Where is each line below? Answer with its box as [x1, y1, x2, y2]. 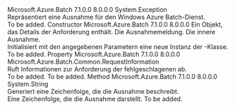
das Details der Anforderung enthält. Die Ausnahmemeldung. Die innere [7, 28, 216, 36]
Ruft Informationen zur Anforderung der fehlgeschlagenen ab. [7, 65, 187, 73]
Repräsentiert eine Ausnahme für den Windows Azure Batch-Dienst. [7, 13, 206, 21]
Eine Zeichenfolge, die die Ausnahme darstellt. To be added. [7, 95, 183, 103]
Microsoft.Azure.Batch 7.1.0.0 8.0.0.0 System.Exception [7, 6, 167, 13]
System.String [7, 80, 49, 88]
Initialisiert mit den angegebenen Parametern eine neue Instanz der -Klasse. [7, 43, 229, 50]
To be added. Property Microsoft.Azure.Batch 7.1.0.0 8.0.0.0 [7, 50, 181, 58]
